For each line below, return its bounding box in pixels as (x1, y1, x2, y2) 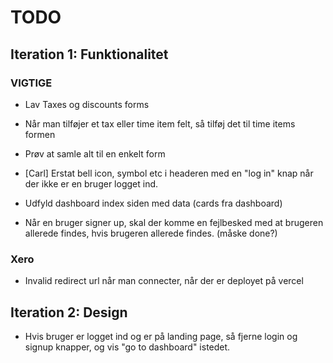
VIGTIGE (10, 76, 53, 90)
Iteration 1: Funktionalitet (10, 46, 169, 63)
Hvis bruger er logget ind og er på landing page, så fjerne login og (24, 330, 298, 342)
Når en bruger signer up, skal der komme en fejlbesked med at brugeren (24, 216, 324, 228)
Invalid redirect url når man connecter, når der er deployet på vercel (24, 275, 304, 287)
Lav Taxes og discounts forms (24, 98, 150, 110)
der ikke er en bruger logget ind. (24, 177, 159, 190)
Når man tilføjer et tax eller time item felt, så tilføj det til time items (24, 117, 296, 130)
